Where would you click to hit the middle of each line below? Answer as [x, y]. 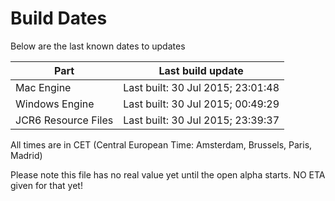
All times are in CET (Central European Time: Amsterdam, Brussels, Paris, [161, 144]
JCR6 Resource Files [64, 120]
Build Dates [59, 18]
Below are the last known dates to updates [98, 46]
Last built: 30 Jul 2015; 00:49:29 [201, 104]
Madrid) [26, 155]
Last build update [201, 70]
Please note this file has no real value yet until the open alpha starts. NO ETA [168, 174]
